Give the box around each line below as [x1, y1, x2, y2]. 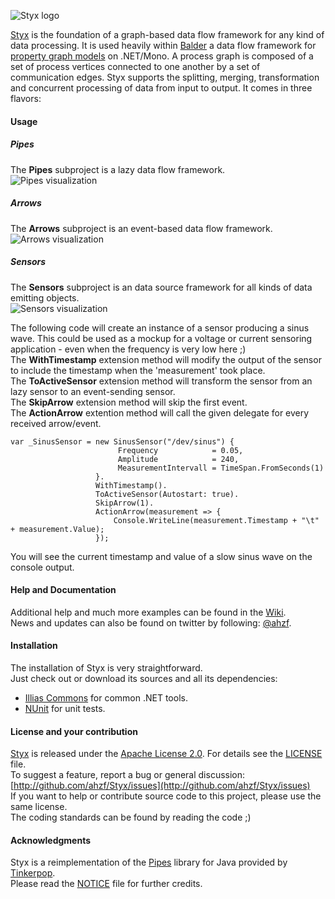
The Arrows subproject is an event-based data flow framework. [10, 222, 273, 234]
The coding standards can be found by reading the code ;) [10, 811, 252, 824]
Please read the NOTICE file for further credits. [10, 878, 203, 890]
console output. [10, 561, 75, 573]
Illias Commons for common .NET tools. [24, 691, 188, 704]
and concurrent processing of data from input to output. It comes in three [10, 82, 313, 94]
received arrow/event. [10, 417, 102, 429]
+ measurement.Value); [10, 524, 105, 534]
